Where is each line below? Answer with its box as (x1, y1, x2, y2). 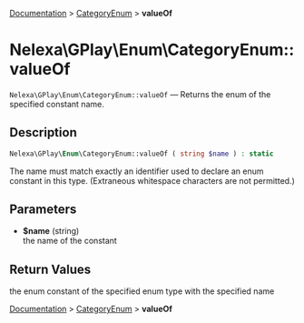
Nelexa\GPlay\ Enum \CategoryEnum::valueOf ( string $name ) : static (9, 149, 274, 158)
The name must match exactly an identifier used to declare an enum (9, 166, 264, 177)
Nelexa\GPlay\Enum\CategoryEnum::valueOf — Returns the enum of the (9, 88, 271, 99)
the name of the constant (22, 236, 118, 247)
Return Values (9, 261, 92, 277)
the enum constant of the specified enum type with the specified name (9, 286, 275, 297)
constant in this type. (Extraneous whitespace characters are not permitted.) (9, 175, 295, 186)
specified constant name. (9, 98, 104, 109)
